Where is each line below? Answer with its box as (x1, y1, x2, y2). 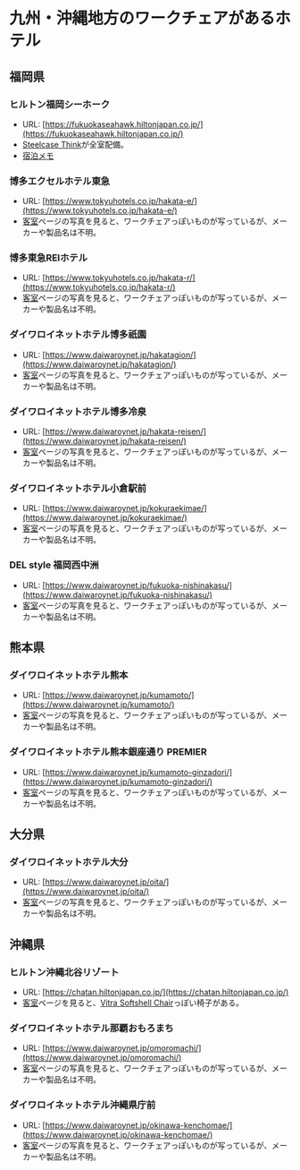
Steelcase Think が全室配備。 (21, 139, 129, 149)
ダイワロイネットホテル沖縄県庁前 (9, 1098, 156, 1111)
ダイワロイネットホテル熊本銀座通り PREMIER (9, 746, 207, 758)
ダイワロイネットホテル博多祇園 (9, 329, 147, 341)
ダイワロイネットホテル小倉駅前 (9, 482, 147, 494)
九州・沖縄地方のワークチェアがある (9, 8, 276, 29)
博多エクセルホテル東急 (9, 175, 110, 187)
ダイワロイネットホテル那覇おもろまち (9, 1021, 174, 1034)
